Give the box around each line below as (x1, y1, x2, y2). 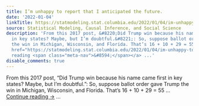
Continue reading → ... (6, 92, 61, 100)
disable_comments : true (6, 58, 65, 64)
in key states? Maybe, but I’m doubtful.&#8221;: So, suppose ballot (11, 36, 187, 42)
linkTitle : (6, 19, 33, 25)
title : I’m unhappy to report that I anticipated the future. (6, 8, 163, 15)
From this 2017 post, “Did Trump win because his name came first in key (6, 74, 182, 81)
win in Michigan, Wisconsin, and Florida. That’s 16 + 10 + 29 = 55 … (6, 87, 171, 94)
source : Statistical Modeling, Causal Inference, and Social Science (6, 25, 182, 31)
